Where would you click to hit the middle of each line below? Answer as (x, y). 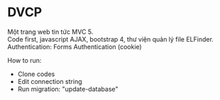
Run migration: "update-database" (68, 89)
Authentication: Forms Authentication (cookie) (75, 46)
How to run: (24, 60)
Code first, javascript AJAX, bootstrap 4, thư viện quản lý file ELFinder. (111, 39)
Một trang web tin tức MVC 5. (50, 32)
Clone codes (36, 74)
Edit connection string (50, 81)
